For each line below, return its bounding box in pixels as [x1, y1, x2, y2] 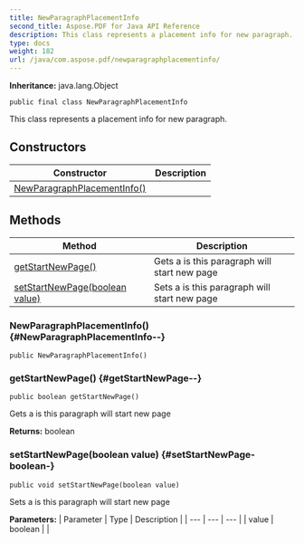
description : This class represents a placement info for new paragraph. [9, 30, 294, 39]
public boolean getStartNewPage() [9, 393, 140, 402]
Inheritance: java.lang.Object [9, 81, 119, 90]
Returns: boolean [9, 426, 75, 437]
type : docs [9, 38, 51, 48]
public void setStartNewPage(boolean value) [9, 481, 180, 490]
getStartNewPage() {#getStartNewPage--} [9, 372, 202, 385]
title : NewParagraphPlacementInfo [9, 13, 140, 23]
